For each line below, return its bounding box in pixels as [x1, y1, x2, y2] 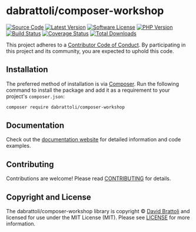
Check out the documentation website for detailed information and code [6, 136, 181, 143]
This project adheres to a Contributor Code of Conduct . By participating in [6, 41, 186, 48]
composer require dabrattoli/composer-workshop [6, 104, 125, 110]
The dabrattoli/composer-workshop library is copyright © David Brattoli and [6, 208, 190, 215]
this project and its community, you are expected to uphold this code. [6, 47, 174, 54]
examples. [6, 142, 31, 150]
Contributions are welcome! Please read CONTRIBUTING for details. [6, 175, 171, 182]
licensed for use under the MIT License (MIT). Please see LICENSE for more [6, 214, 190, 221]
